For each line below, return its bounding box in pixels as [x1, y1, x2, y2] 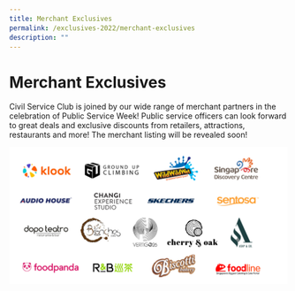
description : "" [9, 33, 69, 42]
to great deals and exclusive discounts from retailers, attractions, [9, 120, 246, 131]
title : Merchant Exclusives [9, 14, 113, 23]
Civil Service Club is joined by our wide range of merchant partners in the [9, 102, 276, 112]
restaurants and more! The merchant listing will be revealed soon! [9, 129, 248, 141]
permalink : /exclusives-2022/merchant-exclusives [9, 23, 196, 33]
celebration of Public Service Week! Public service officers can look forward [9, 111, 287, 121]
